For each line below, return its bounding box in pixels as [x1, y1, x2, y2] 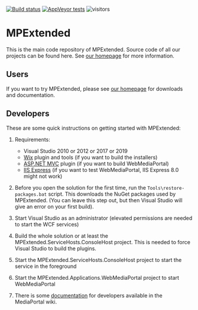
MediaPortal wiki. [14, 298, 57, 305]
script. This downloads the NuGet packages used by [48, 190, 176, 197]
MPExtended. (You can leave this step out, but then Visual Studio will [14, 196, 183, 204]
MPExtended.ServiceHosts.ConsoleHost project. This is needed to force [14, 238, 191, 245]
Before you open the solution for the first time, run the [14, 184, 147, 191]
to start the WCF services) [14, 220, 79, 228]
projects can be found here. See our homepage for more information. [6, 52, 174, 59]
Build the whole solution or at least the [14, 232, 108, 239]
